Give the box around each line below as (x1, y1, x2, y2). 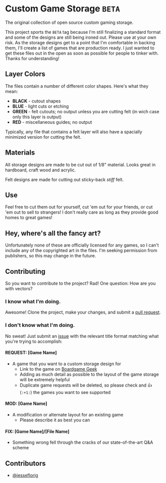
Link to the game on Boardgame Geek (19, 366, 98, 372)
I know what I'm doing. (5, 298, 61, 305)
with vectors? (5, 286, 33, 291)
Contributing (5, 267, 46, 276)
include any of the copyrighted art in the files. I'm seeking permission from (5, 247, 158, 253)
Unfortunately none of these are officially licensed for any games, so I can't (5, 242, 159, 248)
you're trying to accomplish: (5, 338, 63, 344)
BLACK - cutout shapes (12, 98, 61, 104)
